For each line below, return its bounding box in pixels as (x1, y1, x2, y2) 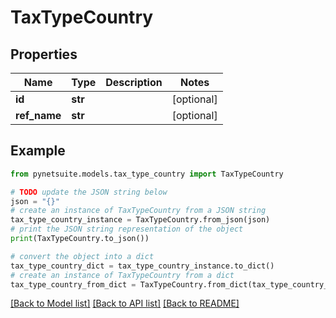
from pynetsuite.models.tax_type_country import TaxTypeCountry (10, 169, 284, 179)
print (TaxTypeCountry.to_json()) (10, 234, 150, 244)
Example (10, 142, 66, 160)
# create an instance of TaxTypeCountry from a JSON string (10, 206, 267, 216)
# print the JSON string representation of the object (10, 224, 244, 235)
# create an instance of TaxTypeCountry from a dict (10, 270, 235, 280)
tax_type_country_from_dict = (10, 279, 137, 290)
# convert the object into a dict (10, 251, 155, 261)
